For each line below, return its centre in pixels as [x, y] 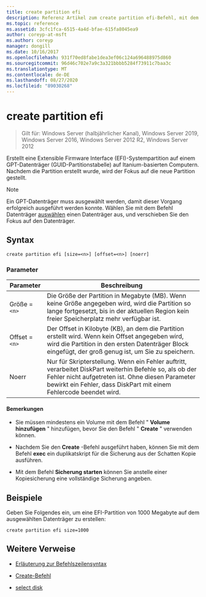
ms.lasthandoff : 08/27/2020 [42, 80]
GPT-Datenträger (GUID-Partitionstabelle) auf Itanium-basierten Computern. [103, 164]
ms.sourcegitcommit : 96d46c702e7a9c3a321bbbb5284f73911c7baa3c [89, 63]
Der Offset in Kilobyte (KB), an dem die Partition [116, 329]
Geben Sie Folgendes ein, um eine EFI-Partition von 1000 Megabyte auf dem [103, 513]
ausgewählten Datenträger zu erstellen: [56, 519]
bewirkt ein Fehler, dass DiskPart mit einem [109, 385]
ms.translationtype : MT [37, 69]
